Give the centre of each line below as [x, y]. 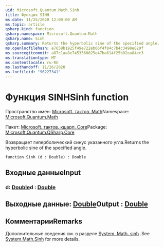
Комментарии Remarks [44, 222]
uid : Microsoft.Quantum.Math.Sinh [42, 10]
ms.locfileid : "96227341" [33, 72]
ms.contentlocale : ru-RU [32, 63]
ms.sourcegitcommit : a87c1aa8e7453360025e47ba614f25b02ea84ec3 [75, 53]
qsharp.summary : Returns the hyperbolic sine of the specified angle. [83, 44]
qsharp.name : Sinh [25, 39]
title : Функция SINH [28, 15]
